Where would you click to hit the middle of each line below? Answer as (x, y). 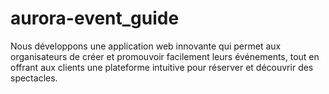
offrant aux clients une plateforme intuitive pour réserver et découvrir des (162, 67)
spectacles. (34, 78)
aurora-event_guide (95, 18)
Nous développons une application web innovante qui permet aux (146, 46)
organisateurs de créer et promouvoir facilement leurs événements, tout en (165, 56)
